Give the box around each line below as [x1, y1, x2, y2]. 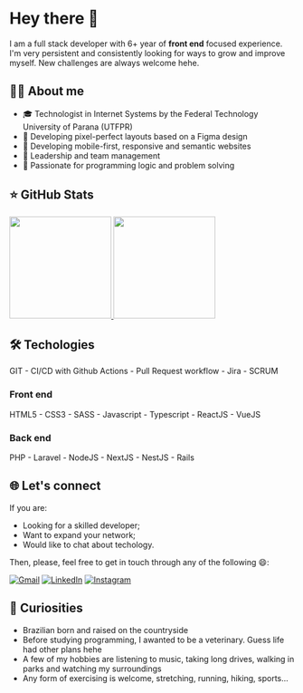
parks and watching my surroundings [22, 663, 162, 674]
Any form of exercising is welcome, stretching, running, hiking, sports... [22, 672, 289, 683]
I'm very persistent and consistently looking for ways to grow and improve [9, 47, 286, 58]
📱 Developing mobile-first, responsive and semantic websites [22, 140, 251, 151]
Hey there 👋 [9, 8, 99, 29]
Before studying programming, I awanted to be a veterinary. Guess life [22, 634, 285, 645]
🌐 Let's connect [9, 478, 101, 494]
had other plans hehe [22, 643, 102, 655]
